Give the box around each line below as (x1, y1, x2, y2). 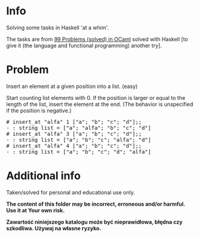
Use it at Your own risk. (6, 206, 65, 213)
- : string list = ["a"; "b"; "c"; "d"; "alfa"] (6, 148, 151, 155)
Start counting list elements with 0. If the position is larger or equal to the (6, 94, 185, 101)
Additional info (6, 169, 81, 183)
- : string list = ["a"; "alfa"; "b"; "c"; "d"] (6, 124, 151, 131)
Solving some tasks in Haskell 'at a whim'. (6, 24, 109, 31)
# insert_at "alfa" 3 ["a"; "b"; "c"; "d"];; (6, 130, 142, 137)
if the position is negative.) (6, 106, 72, 114)
